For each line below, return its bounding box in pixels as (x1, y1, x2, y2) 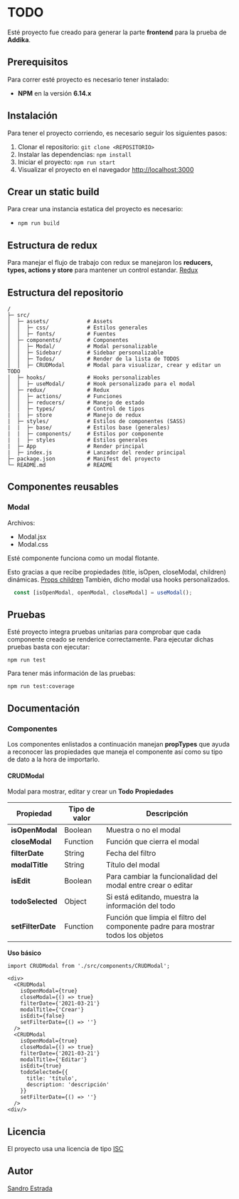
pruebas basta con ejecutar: (7, 643, 90, 652)
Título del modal (105, 860, 160, 870)
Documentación (7, 702, 80, 714)
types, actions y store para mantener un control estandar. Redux (7, 265, 198, 275)
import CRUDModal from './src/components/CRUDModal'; (7, 963, 171, 970)
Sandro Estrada (7, 1184, 53, 1193)
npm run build (17, 220, 60, 227)
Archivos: (7, 518, 36, 527)
